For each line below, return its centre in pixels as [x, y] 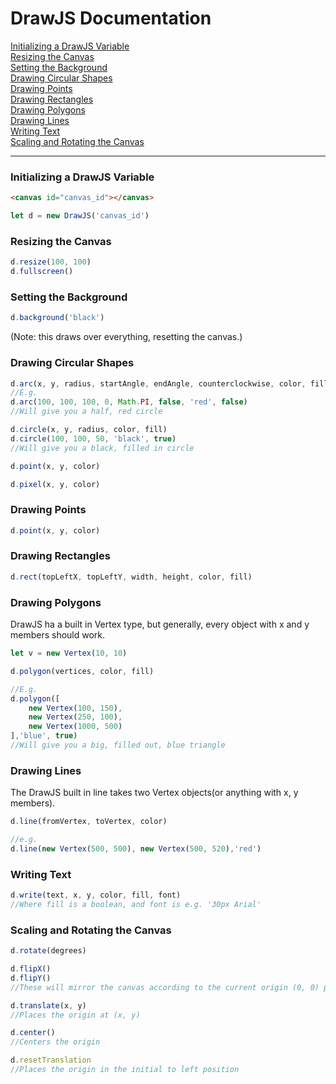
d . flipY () [31, 978]
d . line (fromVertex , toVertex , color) [89, 822]
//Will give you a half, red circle [86, 412]
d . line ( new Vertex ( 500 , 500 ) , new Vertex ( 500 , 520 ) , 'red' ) [136, 848]
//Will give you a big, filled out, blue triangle [118, 745]
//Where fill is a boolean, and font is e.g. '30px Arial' [136, 904]
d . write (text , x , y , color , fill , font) [96, 895]
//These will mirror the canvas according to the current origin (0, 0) [165, 987]
